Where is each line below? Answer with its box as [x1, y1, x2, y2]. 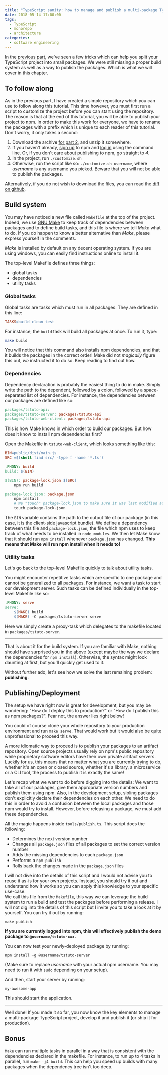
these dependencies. [5, 811, 49, 817]
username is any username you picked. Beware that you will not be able [12, 166, 161, 172]
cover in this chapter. [5, 70, 49, 76]
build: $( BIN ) [5, 469, 35, 474]
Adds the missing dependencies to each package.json [12, 851, 124, 857]
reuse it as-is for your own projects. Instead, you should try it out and [5, 878, 147, 884]
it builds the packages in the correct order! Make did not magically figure [5, 352, 156, 358]
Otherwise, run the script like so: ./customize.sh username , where [12, 160, 148, 166]
